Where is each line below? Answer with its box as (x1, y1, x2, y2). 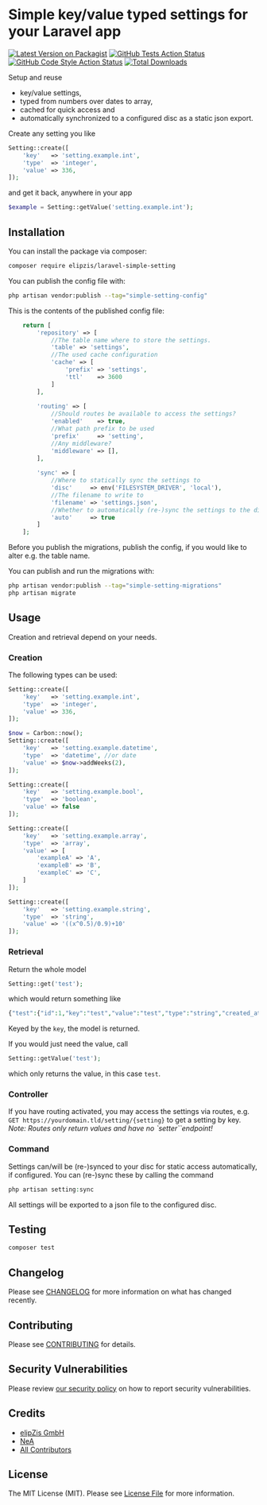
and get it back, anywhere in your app (8, 188, 133, 198)
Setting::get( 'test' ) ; (8, 980, 83, 988)
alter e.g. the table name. (8, 551, 91, 561)
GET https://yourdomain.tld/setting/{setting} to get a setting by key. (8, 1115, 242, 1125)
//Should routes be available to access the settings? (50, 410, 237, 418)
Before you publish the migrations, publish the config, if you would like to (8, 543, 248, 552)
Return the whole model (8, 964, 87, 974)
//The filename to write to (50, 491, 145, 499)
